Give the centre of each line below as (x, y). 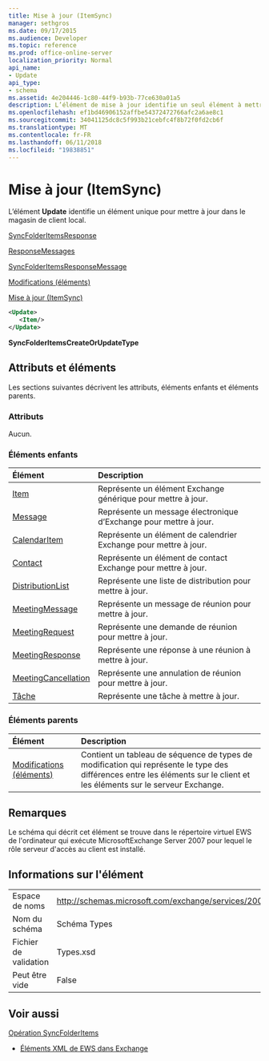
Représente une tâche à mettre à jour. (169, 696)
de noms (29, 906)
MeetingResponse (46, 656)
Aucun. (20, 434)
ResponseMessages (42, 251)
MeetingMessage (45, 609)
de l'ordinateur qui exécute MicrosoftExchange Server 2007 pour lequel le (130, 841)
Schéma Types (84, 924)
